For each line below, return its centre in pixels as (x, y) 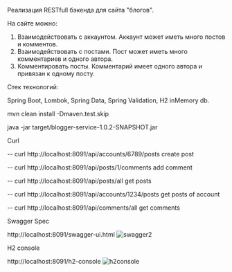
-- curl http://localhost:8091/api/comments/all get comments (93, 208)
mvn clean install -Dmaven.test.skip (58, 114)
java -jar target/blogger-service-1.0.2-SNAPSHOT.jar (82, 127)
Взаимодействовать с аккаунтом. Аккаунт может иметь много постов (121, 37)
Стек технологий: (33, 87)
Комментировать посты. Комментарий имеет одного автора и (110, 66)
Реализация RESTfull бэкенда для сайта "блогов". (81, 10)
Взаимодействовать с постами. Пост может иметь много (102, 52)
